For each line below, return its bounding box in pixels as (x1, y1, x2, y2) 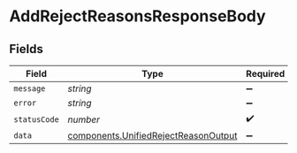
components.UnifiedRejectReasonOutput (67, 130, 238, 142)
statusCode (13, 114, 59, 125)
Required (246, 68, 286, 80)
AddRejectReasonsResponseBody (9, 6, 267, 27)
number (67, 113, 100, 126)
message (13, 84, 46, 94)
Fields (9, 42, 44, 57)
